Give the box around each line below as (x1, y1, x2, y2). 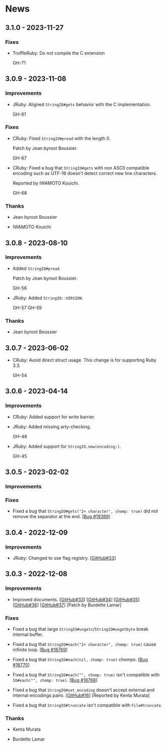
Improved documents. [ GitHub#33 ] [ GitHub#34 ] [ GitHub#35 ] (12, 596, 140, 602)
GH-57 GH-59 (12, 304, 42, 311)
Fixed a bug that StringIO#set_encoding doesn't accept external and (12, 687, 155, 693)
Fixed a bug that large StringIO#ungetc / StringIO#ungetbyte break (12, 626, 149, 632)
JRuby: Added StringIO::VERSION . (12, 295, 83, 301)
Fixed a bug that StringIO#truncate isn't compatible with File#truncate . (12, 702, 162, 708)
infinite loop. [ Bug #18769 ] (12, 647, 68, 653)
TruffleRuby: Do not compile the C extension (12, 50, 105, 56)
